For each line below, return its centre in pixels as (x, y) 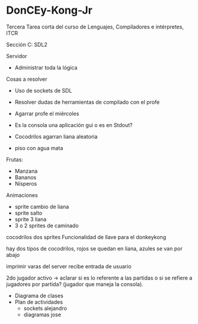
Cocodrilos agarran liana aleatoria (56, 136)
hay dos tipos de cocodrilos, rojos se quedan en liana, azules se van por (94, 248)
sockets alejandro (45, 308)
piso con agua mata (39, 148)
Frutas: (15, 159)
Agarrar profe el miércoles (47, 113)
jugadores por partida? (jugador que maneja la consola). (75, 284)
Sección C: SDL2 (27, 45)
